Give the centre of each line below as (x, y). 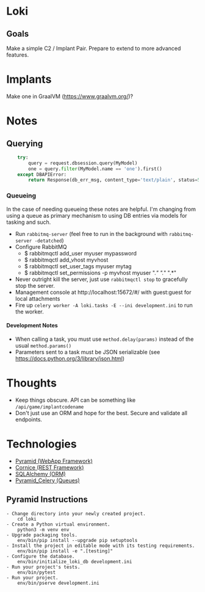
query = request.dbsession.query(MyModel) (83, 163)
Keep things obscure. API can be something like (75, 400)
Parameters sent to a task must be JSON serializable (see (88, 352)
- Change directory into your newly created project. (76, 513)
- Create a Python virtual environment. (59, 524)
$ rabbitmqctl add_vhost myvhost (66, 260)
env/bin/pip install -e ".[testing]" (65, 551)
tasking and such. (29, 222)
